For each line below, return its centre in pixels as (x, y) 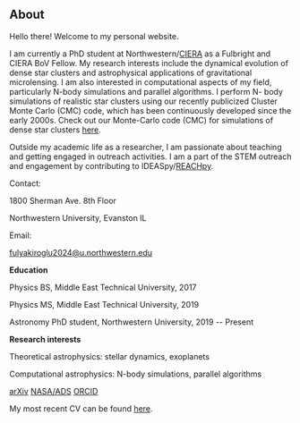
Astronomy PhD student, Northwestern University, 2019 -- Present (132, 322)
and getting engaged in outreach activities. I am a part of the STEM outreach (151, 157)
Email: (21, 235)
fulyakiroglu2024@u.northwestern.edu (81, 252)
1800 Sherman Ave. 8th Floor (63, 200)
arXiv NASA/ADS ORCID (54, 391)
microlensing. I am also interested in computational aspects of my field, (141, 82)
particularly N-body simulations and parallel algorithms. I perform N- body (146, 91)
